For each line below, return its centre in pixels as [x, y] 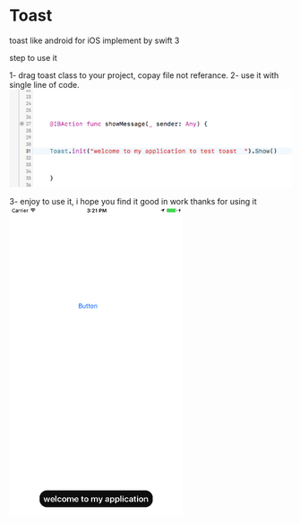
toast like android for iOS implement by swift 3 [94, 40]
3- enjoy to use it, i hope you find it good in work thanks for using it [133, 201]
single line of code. [44, 84]
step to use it [34, 57]
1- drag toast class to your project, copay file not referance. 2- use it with [144, 75]
